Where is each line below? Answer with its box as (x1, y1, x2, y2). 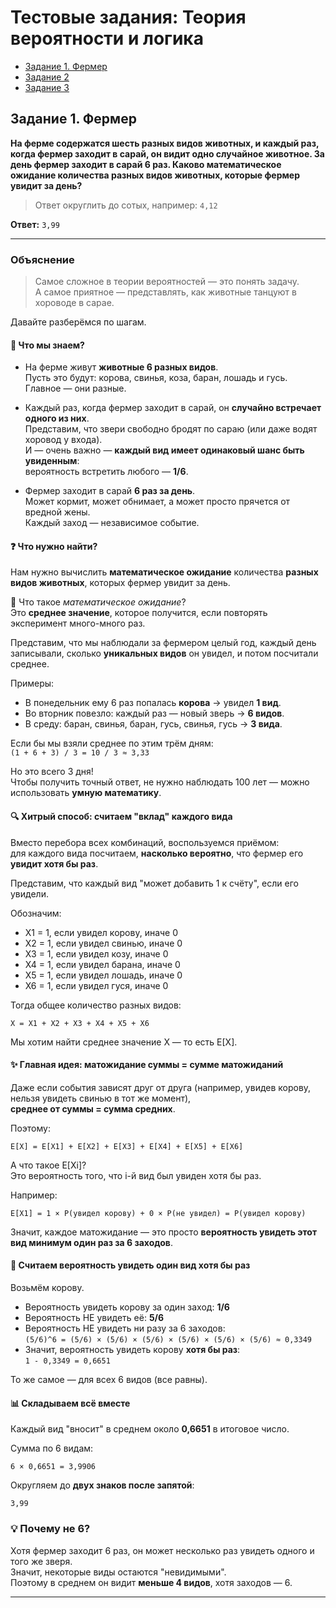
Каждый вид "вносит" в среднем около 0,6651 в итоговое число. (10, 1423, 290, 1435)
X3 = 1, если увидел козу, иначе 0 (24, 947, 169, 960)
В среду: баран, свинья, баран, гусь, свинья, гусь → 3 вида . (24, 718, 283, 730)
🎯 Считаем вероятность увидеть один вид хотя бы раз (10, 1259, 251, 1271)
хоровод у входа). (24, 434, 103, 446)
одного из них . (24, 412, 90, 425)
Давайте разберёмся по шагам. (10, 316, 147, 328)
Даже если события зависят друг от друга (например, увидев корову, (10, 1081, 312, 1093)
